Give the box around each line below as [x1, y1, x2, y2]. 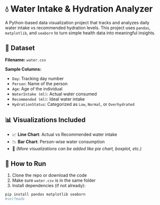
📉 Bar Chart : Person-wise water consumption [12, 139, 105, 145]
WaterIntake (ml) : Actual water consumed [12, 91, 97, 97]
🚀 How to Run [5, 160, 47, 168]
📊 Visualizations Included [5, 116, 86, 124]
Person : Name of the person [12, 81, 68, 87]
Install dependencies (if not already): [12, 183, 86, 189]
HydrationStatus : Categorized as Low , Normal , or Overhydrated [12, 101, 135, 107]
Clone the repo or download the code [12, 173, 87, 178]
